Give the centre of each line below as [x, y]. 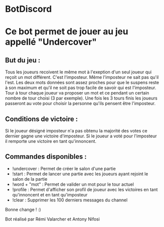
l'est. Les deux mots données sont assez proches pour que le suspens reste [82, 83]
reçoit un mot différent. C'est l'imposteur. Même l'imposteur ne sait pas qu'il [82, 77]
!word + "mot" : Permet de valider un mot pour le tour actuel [73, 184]
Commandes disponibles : [46, 157]
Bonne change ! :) [23, 209]
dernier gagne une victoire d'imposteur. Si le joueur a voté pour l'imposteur [81, 136]
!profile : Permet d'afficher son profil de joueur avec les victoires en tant [85, 189]
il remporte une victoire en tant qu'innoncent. [51, 141]
